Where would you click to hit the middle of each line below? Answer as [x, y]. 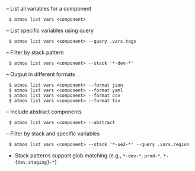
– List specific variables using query [50, 30]
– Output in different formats [41, 74]
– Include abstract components [44, 112]
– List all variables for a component [49, 9]
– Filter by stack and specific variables [53, 134]
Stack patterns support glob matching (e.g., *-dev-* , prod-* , [88, 156]
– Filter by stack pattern [35, 52]
